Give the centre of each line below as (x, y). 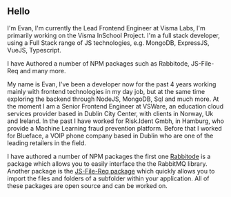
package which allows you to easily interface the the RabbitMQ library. (107, 163)
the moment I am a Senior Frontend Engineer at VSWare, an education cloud (115, 106)
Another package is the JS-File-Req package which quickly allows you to (111, 171)
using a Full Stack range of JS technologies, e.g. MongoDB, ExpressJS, (108, 43)
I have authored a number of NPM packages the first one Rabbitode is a (109, 156)
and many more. (43, 71)
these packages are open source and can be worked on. (87, 185)
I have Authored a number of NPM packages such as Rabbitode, (98, 63)
